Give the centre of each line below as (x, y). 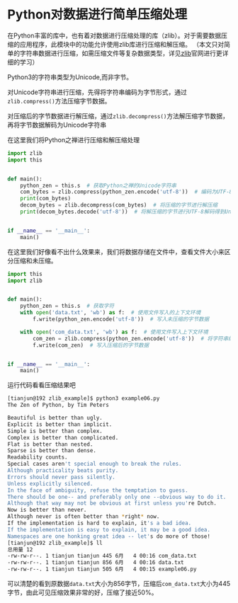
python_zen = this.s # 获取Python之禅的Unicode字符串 (98, 185)
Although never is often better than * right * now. (84, 517)
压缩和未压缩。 (35, 260)
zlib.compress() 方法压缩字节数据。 (59, 100)
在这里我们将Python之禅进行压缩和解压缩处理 (74, 139)
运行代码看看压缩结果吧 (41, 385)
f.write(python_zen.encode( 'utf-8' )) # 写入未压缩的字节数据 (121, 319)
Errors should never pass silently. (61, 477)
